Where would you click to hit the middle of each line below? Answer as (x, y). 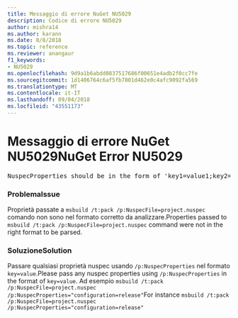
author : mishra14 (33, 27)
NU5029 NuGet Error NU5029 (95, 157)
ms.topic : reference (38, 47)
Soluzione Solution (40, 251)
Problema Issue (34, 194)
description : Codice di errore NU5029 (64, 21)
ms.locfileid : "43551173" (45, 106)
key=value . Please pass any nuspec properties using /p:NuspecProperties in (117, 273)
